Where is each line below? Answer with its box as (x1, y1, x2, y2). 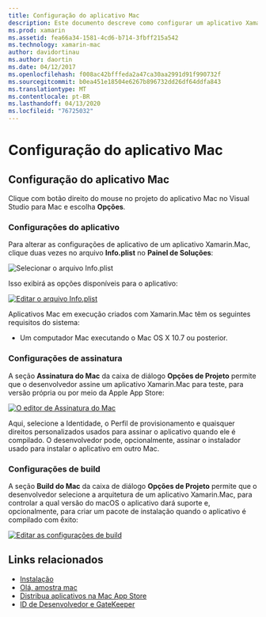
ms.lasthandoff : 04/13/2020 (8, 100, 101, 108)
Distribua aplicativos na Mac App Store (19, 591, 147, 600)
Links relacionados (8, 553, 104, 566)
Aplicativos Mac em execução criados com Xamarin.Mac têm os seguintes (8, 309, 251, 319)
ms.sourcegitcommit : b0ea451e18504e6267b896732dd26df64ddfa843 (8, 78, 222, 85)
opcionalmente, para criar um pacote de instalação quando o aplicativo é (8, 506, 247, 516)
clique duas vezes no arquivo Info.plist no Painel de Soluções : (8, 248, 214, 258)
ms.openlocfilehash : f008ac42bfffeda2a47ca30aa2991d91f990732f (8, 70, 222, 78)
